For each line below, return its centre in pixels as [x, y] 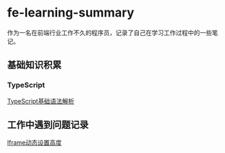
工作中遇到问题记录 [48, 125]
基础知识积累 [34, 65]
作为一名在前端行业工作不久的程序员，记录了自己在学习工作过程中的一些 [109, 32]
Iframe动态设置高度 [34, 143]
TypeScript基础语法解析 [41, 101]
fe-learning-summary [71, 13]
